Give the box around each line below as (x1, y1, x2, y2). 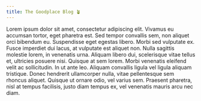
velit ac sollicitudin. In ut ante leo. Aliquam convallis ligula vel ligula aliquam (6, 64, 192, 71)
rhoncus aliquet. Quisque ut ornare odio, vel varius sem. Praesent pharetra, (6, 76, 192, 84)
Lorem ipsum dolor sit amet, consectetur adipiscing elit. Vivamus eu (6, 25, 174, 32)
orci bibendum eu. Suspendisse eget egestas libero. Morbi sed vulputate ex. (6, 38, 195, 45)
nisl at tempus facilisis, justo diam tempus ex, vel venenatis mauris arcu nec (6, 82, 194, 90)
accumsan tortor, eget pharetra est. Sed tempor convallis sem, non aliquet (6, 31, 190, 39)
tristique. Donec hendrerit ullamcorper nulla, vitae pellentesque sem (6, 70, 175, 77)
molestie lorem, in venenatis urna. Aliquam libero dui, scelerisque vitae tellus (6, 50, 196, 58)
